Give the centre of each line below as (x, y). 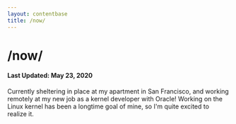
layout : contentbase (38, 14)
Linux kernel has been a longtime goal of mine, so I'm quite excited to (108, 106)
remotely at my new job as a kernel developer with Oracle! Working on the (115, 98)
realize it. (20, 113)
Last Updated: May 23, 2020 (50, 76)
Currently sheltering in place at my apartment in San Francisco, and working (118, 91)
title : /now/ (26, 21)
